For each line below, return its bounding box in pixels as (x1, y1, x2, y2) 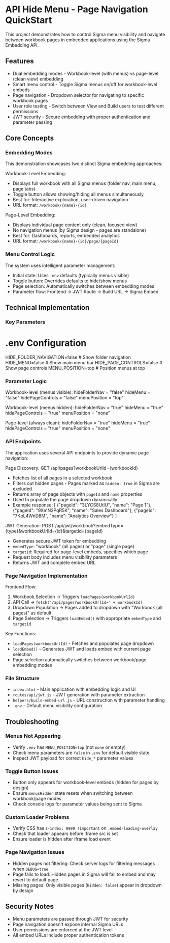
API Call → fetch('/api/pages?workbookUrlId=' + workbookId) (12, 599, 143, 605)
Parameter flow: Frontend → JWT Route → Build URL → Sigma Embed (12, 288, 159, 294)
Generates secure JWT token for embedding (12, 537, 107, 544)
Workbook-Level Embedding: (5, 171, 66, 177)
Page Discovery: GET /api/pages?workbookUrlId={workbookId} (5, 465, 138, 471)
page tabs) (12, 186, 36, 192)
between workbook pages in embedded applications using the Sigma (5, 37, 150, 43)
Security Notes (5, 902, 54, 911)
